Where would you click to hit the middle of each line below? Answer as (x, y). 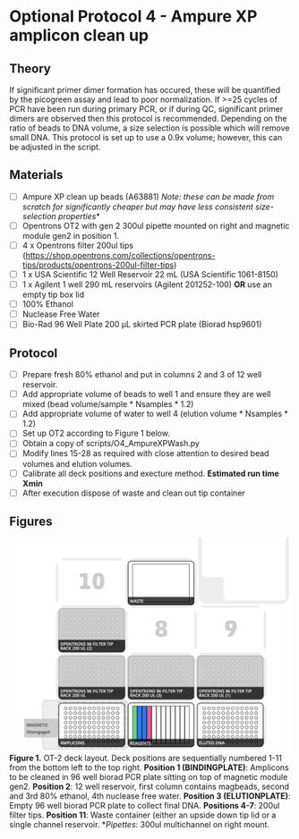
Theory (30, 68)
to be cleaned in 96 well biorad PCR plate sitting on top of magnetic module (149, 777)
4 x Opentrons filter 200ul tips (78, 245)
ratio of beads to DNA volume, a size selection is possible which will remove (149, 128)
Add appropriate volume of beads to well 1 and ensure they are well (146, 394)
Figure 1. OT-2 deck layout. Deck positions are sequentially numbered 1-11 (145, 758)
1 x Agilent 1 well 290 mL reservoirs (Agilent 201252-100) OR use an (147, 284)
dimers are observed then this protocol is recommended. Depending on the (148, 119)
